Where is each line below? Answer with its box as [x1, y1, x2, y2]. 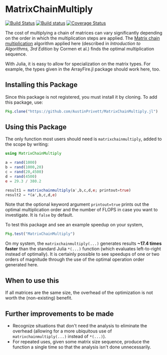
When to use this [5, 276, 59, 285]
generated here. [5, 262, 39, 268]
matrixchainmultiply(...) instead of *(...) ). [12, 333, 106, 339]
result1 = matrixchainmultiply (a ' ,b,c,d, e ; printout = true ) [5, 188, 131, 193]
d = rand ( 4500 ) [5, 174, 37, 179]
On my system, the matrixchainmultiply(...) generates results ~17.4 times [5, 240, 162, 246]
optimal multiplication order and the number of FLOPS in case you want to [5, 207, 158, 213]
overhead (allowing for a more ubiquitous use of [12, 328, 112, 334]
